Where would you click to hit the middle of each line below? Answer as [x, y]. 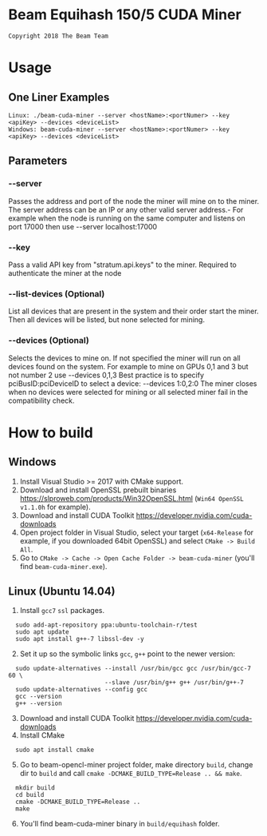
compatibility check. [41, 400]
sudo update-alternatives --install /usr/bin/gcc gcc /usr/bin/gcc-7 [133, 669]
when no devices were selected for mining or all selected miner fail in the [128, 392]
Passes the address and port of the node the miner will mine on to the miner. [134, 201]
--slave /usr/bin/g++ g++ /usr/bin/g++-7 [175, 683]
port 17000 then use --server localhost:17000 [83, 226]
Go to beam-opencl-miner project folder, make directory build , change [136, 765]
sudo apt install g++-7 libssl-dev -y [80, 639]
